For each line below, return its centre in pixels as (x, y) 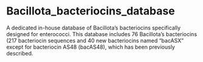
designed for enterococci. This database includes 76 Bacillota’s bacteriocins (102, 34)
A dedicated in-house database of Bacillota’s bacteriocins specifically (94, 28)
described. (20, 53)
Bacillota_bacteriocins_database (91, 11)
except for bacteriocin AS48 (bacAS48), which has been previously (91, 47)
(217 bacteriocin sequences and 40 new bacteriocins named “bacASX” (95, 40)
